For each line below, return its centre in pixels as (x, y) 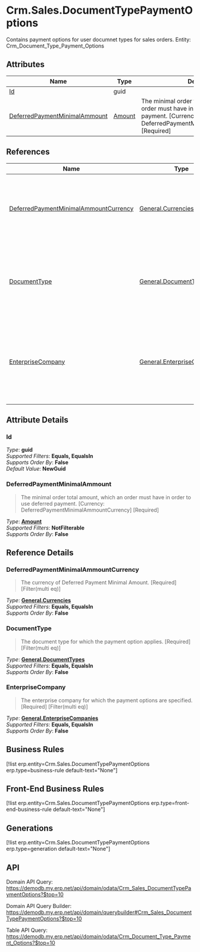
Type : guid (19, 450)
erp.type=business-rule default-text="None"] (62, 770)
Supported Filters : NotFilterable (46, 528)
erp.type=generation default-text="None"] (58, 849)
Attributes (25, 65)
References (28, 152)
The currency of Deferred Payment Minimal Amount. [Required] (99, 583)
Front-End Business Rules (55, 789)
